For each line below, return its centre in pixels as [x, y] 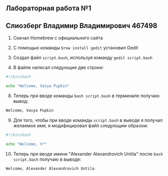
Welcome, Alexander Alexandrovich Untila [50, 168]
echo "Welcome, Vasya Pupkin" [38, 86]
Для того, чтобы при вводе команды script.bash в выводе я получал [88, 120]
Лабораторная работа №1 [49, 8]
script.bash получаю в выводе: [47, 159]
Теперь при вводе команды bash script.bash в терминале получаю [86, 96]
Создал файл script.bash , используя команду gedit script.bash [83, 57]
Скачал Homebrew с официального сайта [58, 38]
